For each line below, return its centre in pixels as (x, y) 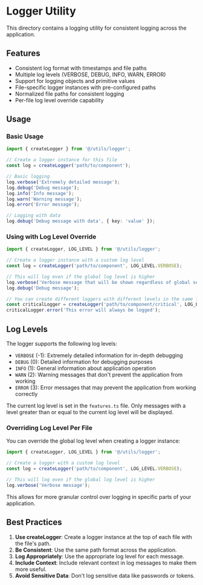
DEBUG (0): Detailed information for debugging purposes (84, 362)
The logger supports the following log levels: (62, 344)
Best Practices (34, 522)
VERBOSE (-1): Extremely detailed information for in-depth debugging (99, 355)
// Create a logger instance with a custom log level (76, 260)
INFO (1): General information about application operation (85, 368)
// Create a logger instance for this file (62, 160)
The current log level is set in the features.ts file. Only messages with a (96, 406)
